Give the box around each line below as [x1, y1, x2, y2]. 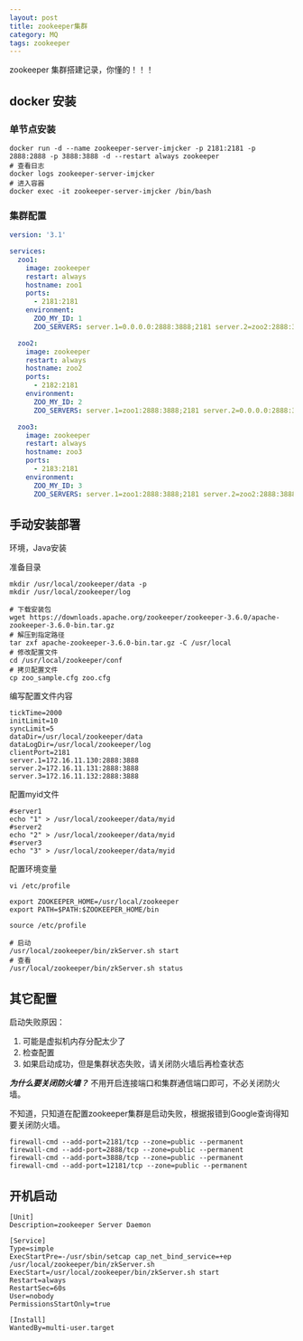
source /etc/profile [9, 921, 87, 930]
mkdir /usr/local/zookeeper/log [9, 588, 131, 597]
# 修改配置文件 [9, 648, 59, 657]
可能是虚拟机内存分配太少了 [22, 1036, 126, 1047]
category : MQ [9, 30, 59, 39]
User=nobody [9, 1292, 54, 1301]
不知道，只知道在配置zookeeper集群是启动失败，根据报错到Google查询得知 [9, 1109, 289, 1119]
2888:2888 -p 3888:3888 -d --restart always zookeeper [9, 151, 220, 161]
